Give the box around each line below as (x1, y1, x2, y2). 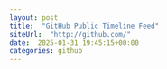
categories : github (9, 47, 83, 56)
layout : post (9, 13, 59, 22)
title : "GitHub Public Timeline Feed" (9, 22, 160, 30)
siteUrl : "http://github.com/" (9, 30, 131, 39)
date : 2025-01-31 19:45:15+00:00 (9, 38, 140, 47)
